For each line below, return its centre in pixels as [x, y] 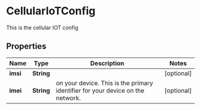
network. [68, 98]
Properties [26, 46]
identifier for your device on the [100, 90]
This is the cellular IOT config [42, 27]
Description [107, 63]
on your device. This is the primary [105, 83]
